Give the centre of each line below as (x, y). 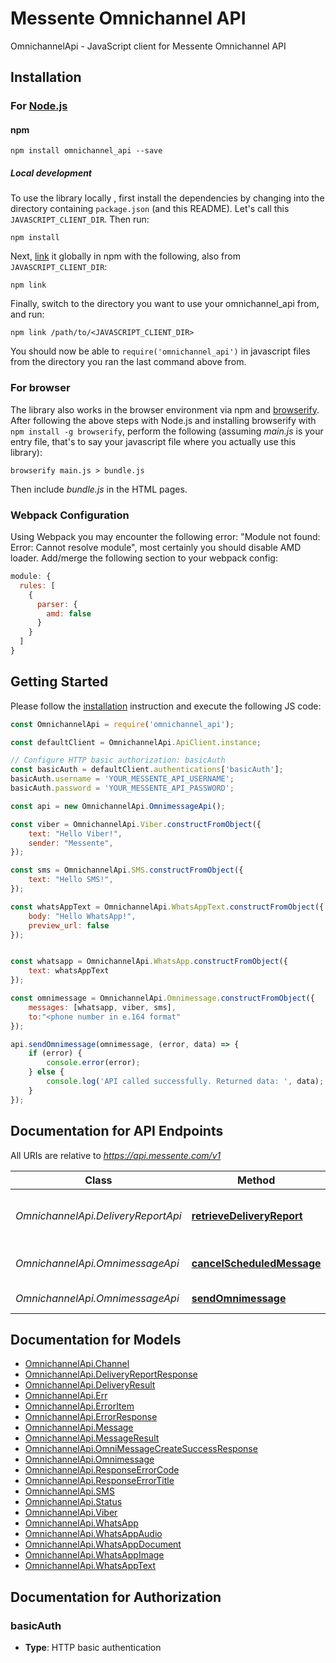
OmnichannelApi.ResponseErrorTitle (99, 1481)
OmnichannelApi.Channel (77, 1364)
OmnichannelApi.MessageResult (92, 1438)
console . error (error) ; (93, 1063)
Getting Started (59, 682)
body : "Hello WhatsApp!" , (82, 916)
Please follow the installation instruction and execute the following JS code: (166, 706)
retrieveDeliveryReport (247, 1215)
